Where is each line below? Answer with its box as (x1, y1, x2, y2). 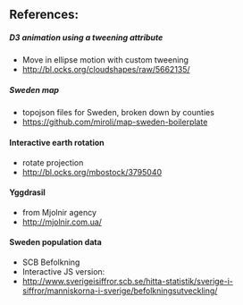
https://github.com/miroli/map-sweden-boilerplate (21, 116, 208, 128)
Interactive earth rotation (9, 137, 105, 148)
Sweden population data (9, 237, 103, 248)
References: (9, 7, 79, 22)
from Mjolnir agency (21, 207, 96, 217)
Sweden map (9, 84, 60, 95)
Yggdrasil (9, 187, 46, 198)
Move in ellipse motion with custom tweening (21, 55, 189, 65)
